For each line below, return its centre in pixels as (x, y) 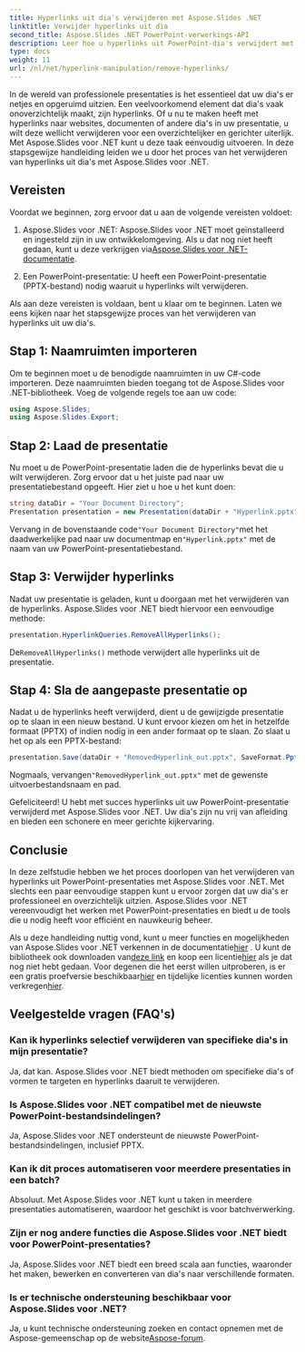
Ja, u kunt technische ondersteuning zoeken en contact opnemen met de (147, 1328)
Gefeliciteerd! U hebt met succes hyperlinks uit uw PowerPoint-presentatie (149, 802)
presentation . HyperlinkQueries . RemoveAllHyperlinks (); (115, 635)
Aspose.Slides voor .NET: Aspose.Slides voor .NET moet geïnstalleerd (153, 230)
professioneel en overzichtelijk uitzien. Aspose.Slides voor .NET (128, 901)
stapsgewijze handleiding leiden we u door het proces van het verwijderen (148, 152)
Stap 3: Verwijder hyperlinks (92, 577)
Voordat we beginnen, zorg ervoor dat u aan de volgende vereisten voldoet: (151, 212)
